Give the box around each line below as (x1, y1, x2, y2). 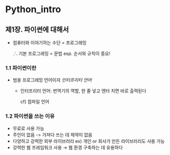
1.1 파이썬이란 (5, 64, 37, 71)
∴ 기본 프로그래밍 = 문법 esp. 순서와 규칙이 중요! (12, 50, 110, 57)
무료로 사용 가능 (12, 125, 44, 131)
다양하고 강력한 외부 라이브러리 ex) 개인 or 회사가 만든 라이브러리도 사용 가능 (12, 138, 165, 144)
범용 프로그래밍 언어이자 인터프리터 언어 (12, 77, 92, 83)
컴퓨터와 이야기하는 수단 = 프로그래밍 (12, 40, 87, 45)
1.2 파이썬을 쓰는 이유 (5, 113, 55, 120)
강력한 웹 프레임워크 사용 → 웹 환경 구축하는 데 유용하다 (12, 144, 123, 150)
